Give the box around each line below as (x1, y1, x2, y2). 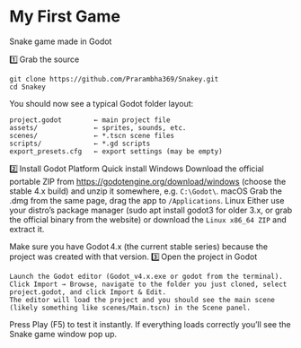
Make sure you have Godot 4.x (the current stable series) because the (9, 240, 268, 252)
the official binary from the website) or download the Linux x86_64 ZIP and (9, 213, 288, 225)
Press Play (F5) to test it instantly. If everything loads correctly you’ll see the (9, 318, 291, 329)
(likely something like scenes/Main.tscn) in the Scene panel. (9, 303, 252, 312)
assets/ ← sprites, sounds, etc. (9, 123, 187, 132)
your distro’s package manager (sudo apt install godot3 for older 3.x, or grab (9, 204, 293, 215)
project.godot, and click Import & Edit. (9, 287, 167, 297)
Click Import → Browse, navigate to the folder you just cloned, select (9, 280, 288, 289)
